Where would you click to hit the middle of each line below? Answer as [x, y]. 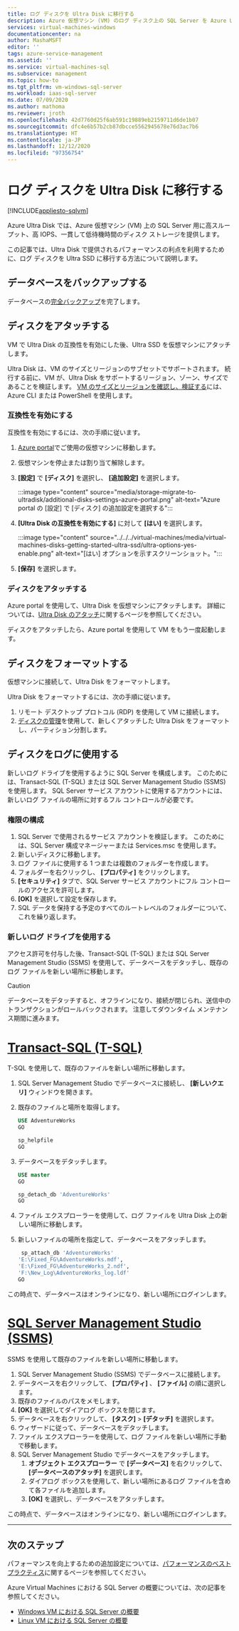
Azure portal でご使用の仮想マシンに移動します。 [89, 447]
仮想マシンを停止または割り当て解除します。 [83, 462]
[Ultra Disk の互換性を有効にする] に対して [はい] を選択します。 [112, 523]
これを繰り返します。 [49, 917]
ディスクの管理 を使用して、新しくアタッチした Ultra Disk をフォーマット [123, 721]
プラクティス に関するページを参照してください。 [79, 1573]
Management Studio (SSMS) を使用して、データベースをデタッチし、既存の [118, 963]
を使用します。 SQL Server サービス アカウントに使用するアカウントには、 [117, 791]
